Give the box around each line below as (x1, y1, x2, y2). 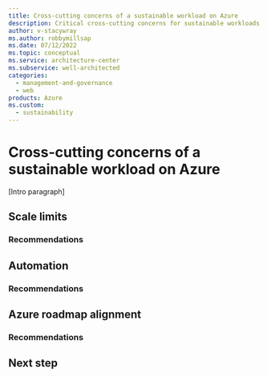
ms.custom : (8, 101, 45, 109)
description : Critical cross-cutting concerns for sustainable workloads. (8, 19, 264, 27)
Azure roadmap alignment (8, 307, 142, 321)
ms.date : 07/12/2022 (8, 42, 78, 50)
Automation (8, 258, 69, 273)
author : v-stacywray (8, 26, 78, 34)
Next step (8, 356, 59, 370)
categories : (8, 71, 48, 79)
